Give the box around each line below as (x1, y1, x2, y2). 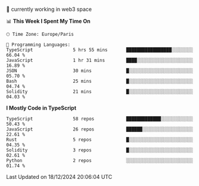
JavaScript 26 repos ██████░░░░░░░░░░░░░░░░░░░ (6, 126, 194, 132)
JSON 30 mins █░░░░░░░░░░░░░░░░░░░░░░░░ (6, 68, 194, 74)
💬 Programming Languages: (6, 42, 70, 48)
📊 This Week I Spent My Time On (6, 18, 91, 24)
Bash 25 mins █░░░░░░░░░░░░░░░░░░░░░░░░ (6, 78, 194, 84)
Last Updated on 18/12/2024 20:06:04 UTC (6, 173, 113, 180)
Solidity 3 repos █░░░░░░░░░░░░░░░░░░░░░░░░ (6, 147, 194, 153)
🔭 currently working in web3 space (6, 6, 92, 13)
